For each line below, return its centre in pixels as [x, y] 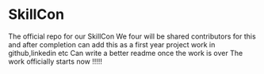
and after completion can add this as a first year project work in [112, 44]
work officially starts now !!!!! [55, 61]
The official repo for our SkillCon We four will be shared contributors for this [132, 36]
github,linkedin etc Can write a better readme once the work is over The [126, 53]
